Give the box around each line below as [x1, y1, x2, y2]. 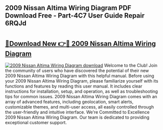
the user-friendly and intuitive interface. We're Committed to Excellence [5, 109, 150, 115]
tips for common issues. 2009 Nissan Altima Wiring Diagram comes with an [5, 94, 158, 99]
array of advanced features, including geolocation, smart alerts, [5, 99, 134, 105]
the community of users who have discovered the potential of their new [5, 68, 149, 73]
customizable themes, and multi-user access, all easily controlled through [5, 104, 154, 109]
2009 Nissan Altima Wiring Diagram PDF [5, 4, 132, 12]
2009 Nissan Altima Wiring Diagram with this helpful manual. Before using [5, 73, 154, 79]
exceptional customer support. [5, 120, 67, 125]
